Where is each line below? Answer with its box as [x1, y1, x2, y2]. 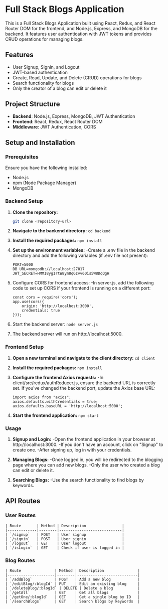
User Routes [5, 512, 36, 519]
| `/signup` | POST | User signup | [5, 532, 124, 537]
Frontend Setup [5, 344, 44, 351]
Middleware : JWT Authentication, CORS [12, 124, 96, 130]
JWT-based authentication [12, 69, 68, 75]
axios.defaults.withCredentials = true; [12, 399, 98, 404]
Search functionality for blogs [12, 80, 74, 86]
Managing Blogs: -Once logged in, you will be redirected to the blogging [12, 456, 163, 463]
